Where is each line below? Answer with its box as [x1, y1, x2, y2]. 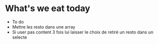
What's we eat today [5, 3, 90, 14]
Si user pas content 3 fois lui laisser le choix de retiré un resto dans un [12, 29, 154, 35]
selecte [12, 34, 27, 40]
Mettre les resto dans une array [12, 24, 76, 29]
